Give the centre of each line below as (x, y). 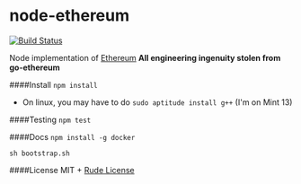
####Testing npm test (50, 119)
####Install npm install (53, 84)
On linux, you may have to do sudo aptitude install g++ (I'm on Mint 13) (157, 102)
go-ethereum (35, 67)
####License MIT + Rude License (72, 170)
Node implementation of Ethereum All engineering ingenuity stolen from (145, 57)
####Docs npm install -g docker (72, 136)
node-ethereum (70, 16)
